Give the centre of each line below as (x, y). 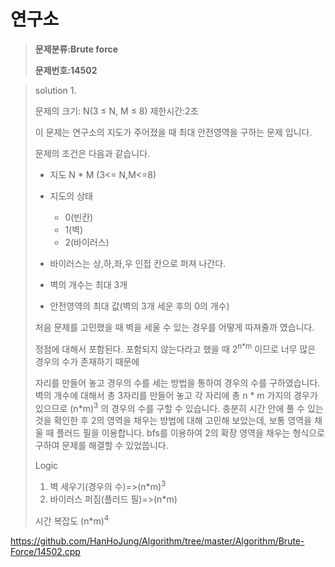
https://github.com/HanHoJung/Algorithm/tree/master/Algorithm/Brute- (157, 541)
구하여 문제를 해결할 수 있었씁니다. (101, 446)
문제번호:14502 (66, 70)
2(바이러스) (87, 242)
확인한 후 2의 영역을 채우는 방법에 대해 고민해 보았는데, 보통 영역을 (183, 421)
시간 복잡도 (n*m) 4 (72, 520)
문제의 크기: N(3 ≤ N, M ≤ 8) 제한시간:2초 (116, 111)
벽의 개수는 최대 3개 (88, 284)
